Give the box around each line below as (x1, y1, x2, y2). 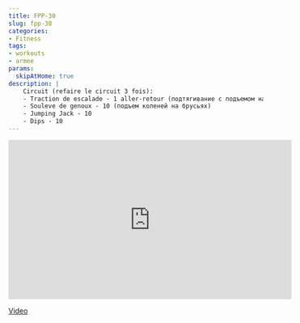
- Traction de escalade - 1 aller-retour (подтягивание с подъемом (23, 95, 255, 103)
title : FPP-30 (8, 11, 57, 20)
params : (8, 65, 35, 73)
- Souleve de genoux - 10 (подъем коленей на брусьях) (23, 102, 212, 110)
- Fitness (8, 34, 42, 43)
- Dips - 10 (23, 117, 63, 125)
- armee (8, 57, 35, 66)
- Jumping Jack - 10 (23, 110, 92, 118)
